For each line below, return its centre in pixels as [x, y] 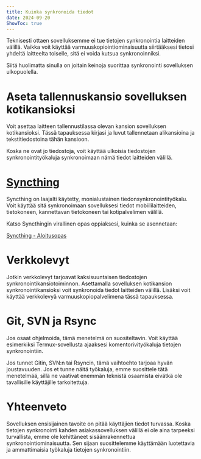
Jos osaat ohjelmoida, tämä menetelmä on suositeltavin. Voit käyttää [92, 338]
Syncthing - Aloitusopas [37, 236]
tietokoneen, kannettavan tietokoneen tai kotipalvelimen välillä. [85, 212]
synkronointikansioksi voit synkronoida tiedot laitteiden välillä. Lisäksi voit [98, 290]
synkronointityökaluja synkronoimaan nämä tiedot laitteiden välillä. [90, 158]
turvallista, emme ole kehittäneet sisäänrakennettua [71, 437]
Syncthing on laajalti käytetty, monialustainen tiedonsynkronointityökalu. [97, 199]
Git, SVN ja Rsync [51, 321]
